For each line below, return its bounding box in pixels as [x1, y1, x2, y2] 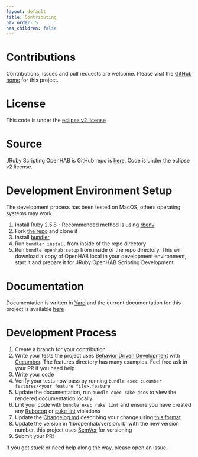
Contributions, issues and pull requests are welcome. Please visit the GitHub [6, 70, 192, 77]
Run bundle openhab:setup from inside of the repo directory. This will [14, 247, 182, 253]
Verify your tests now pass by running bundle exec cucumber [14, 377, 162, 384]
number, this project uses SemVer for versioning [14, 426, 132, 433]
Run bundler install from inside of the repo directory [14, 240, 147, 247]
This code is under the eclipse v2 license [6, 116, 106, 124]
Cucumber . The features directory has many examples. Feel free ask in [14, 358, 187, 365]
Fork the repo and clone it [14, 228, 78, 234]
